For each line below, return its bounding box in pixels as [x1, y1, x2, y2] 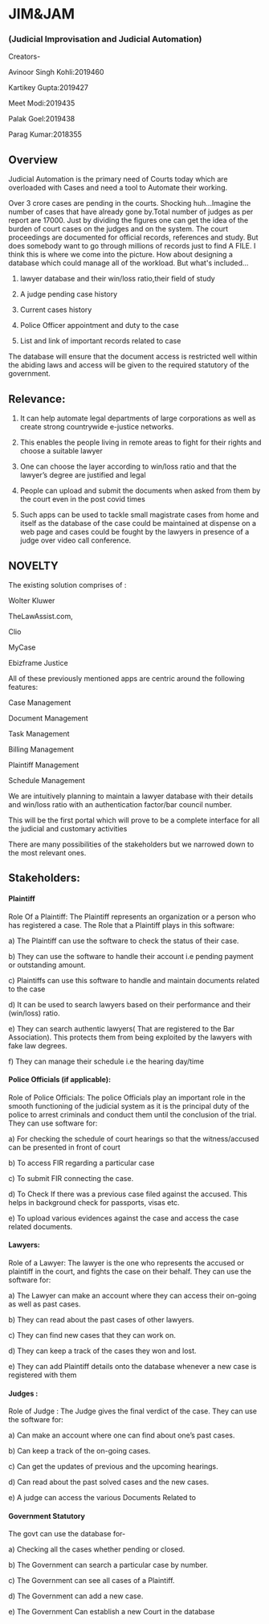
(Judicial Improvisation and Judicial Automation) [8, 34, 202, 45]
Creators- [8, 51, 41, 61]
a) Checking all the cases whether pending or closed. [8, 1544, 185, 1554]
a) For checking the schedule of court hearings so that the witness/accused [8, 1134, 259, 1143]
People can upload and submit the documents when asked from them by [19, 486, 261, 495]
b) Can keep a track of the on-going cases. [8, 1446, 151, 1456]
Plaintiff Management [8, 760, 79, 769]
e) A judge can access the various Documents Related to [8, 1493, 197, 1503]
